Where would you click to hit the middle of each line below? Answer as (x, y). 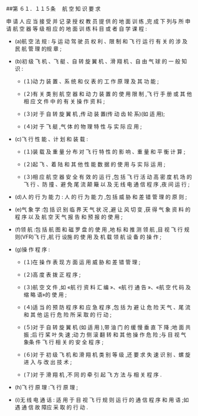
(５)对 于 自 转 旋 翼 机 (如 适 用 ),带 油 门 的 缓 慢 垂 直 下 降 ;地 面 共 (107, 327)
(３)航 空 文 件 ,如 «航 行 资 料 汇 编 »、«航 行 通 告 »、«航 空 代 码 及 (107, 287)
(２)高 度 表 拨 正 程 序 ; (52, 275)
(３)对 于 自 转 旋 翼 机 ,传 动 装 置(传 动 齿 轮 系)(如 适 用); (94, 114)
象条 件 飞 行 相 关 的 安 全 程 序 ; (64, 342)
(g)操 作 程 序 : (32, 249)
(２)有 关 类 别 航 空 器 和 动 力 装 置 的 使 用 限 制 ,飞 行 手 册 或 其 (104, 94)
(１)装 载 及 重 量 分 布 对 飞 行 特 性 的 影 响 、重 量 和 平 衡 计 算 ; (104, 152)
